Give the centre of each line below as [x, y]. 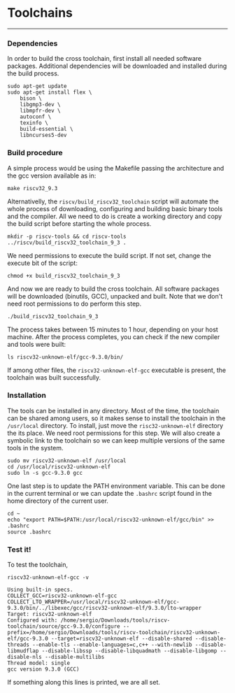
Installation [27, 395]
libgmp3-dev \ [40, 105]
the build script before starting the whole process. [79, 223]
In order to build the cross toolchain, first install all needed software [105, 59]
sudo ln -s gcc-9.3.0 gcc [45, 473]
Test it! [19, 549]
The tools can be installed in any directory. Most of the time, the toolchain [113, 410]
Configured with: [33, 620]
